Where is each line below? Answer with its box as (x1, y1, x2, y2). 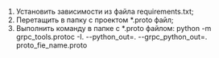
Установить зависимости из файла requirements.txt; (15, 7, 194, 16)
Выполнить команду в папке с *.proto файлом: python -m (15, 24, 212, 33)
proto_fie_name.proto (15, 41, 88, 50)
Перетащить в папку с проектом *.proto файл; (15, 15, 174, 25)
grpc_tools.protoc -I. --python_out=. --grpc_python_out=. (15, 32, 208, 41)
